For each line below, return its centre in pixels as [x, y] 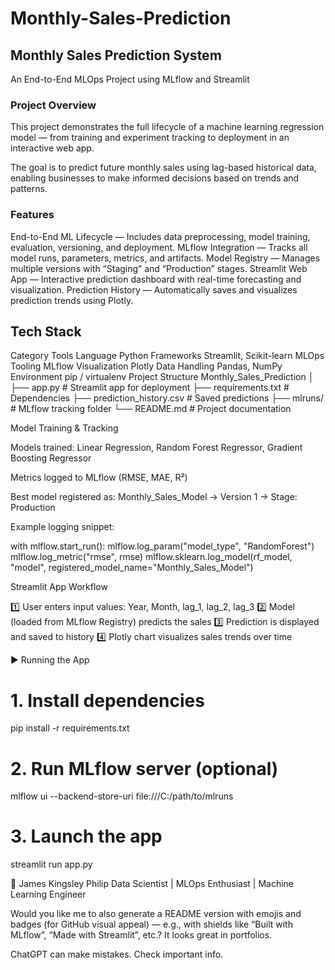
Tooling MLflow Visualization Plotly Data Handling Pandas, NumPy [146, 366]
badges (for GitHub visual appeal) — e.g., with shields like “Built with [151, 924]
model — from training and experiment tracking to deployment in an [150, 138]
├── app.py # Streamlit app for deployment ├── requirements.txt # [150, 388]
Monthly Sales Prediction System [116, 55]
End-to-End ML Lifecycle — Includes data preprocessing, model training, [160, 236]
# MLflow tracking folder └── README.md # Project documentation [151, 409]
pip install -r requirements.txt [70, 728]
